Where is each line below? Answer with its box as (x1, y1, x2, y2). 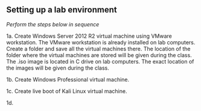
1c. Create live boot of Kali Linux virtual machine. (6, 87, 127, 95)
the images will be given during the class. (6, 64, 110, 71)
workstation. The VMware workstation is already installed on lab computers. (6, 38, 196, 46)
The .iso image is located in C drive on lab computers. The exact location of (6, 58, 194, 65)
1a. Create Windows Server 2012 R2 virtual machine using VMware (6, 32, 172, 40)
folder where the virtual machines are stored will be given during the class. (6, 51, 192, 59)
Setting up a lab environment (6, 5, 117, 15)
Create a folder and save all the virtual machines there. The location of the (6, 45, 191, 52)
